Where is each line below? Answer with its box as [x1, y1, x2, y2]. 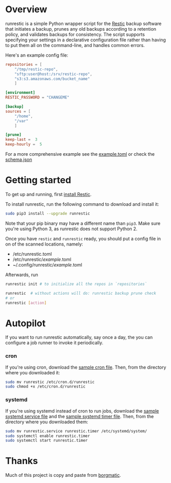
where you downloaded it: [5, 369, 60, 376]
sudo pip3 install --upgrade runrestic [5, 211, 90, 216]
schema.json [5, 157, 32, 163]
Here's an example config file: [5, 52, 68, 58]
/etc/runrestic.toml [12, 251, 52, 257]
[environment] [5, 90, 36, 95]
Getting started [5, 175, 71, 186]
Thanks [5, 455, 38, 467]
